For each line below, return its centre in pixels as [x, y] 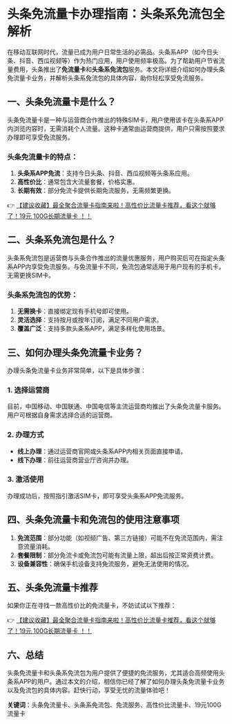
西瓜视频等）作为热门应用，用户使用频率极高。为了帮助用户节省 [128, 60]
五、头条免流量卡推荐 [52, 588]
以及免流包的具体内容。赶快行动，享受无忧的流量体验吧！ [89, 690]
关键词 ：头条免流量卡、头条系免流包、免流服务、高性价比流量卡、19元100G [115, 705]
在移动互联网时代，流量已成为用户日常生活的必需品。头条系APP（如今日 [110, 52]
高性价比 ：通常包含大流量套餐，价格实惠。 [78, 182]
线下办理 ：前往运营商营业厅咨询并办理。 [75, 460]
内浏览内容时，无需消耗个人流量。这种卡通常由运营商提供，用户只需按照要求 [116, 128]
